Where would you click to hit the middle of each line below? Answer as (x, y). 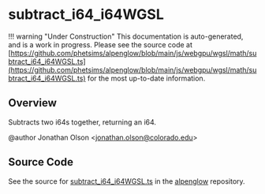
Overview (33, 103)
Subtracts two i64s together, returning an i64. (82, 122)
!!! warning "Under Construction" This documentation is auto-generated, (126, 36)
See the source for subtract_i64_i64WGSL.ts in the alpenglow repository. (127, 181)
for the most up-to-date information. (146, 78)
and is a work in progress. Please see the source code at (101, 44)
